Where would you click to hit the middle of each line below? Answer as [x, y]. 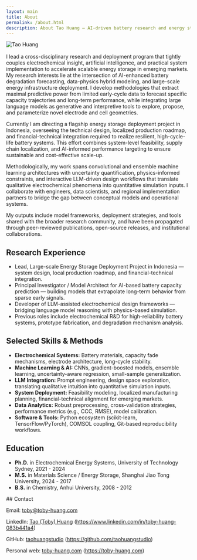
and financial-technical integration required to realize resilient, [81, 137]
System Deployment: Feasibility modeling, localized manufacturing [96, 392]
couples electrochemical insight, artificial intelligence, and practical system [97, 63]
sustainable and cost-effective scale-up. [55, 155]
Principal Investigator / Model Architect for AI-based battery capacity [98, 286]
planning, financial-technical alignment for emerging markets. [89, 399]
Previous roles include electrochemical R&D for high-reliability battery [99, 317]
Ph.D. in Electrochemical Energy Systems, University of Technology [96, 462]
